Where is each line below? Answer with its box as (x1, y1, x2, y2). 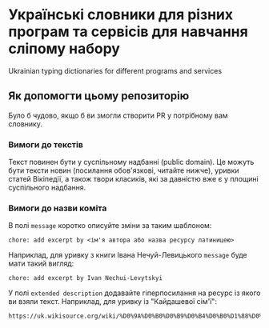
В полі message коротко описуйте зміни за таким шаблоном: (8, 221, 212, 230)
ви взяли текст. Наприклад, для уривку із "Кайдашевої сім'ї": (8, 297, 218, 306)
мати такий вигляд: (8, 258, 74, 269)
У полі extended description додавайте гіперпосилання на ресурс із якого (8, 288, 261, 298)
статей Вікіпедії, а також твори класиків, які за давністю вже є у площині (8, 174, 259, 184)
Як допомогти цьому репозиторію (8, 90, 190, 103)
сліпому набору (8, 40, 120, 58)
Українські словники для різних (8, 6, 234, 24)
